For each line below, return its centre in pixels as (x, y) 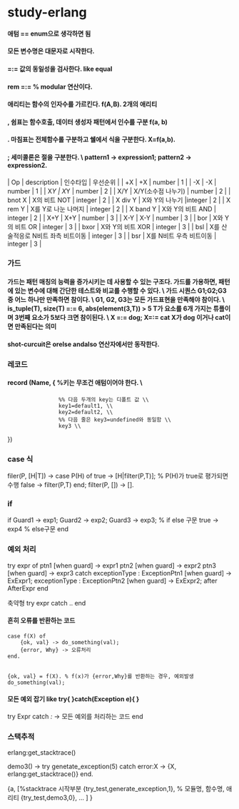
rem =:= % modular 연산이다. (50, 86)
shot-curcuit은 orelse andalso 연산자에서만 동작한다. (83, 344)
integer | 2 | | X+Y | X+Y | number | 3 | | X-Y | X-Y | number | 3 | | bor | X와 (115, 218)
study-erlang (47, 12)
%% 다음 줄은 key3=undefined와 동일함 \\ (115, 419)
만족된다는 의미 (36, 326)
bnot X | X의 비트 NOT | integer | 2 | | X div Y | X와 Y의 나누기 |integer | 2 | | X (119, 200)
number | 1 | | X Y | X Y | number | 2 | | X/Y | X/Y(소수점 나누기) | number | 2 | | (119, 191)
